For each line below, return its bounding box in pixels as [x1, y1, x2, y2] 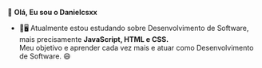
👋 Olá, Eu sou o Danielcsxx [7, 8, 97, 17]
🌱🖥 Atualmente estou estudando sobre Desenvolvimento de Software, [18, 24, 249, 32]
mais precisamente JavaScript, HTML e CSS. [18, 35, 169, 43]
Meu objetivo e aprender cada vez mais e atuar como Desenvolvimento [18, 43, 254, 52]
